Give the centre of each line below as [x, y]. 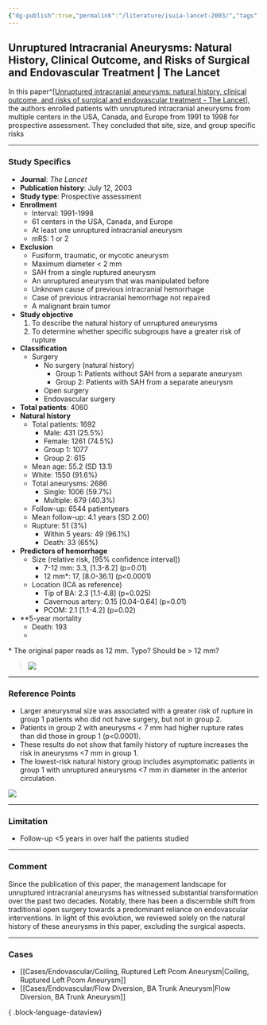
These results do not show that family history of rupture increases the [134, 745]
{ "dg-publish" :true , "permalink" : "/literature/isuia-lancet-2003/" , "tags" [133, 15]
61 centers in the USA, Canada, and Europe [102, 221]
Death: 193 [49, 627]
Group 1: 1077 [66, 449]
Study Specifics [40, 162]
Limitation [28, 821]
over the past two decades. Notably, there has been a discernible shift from [132, 901]
